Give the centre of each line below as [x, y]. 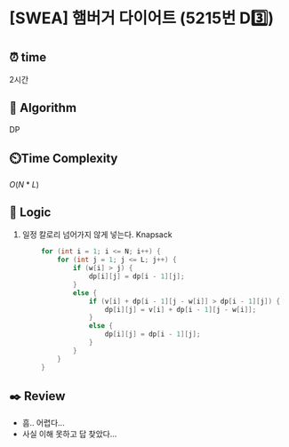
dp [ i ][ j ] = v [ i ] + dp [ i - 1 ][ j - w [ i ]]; [181, 309]
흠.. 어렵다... [43, 423]
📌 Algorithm [43, 108]
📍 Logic [30, 213]
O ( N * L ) [24, 184]
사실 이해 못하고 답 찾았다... [69, 434]
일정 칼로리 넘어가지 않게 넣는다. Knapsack [97, 235]
